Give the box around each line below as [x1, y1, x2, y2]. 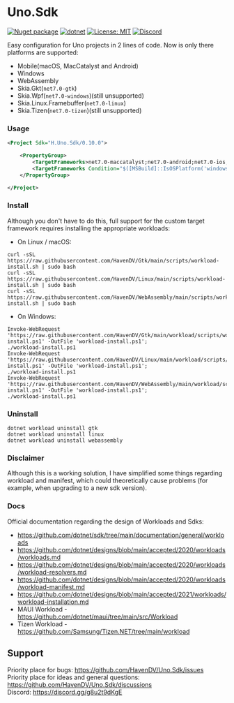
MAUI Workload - [17, 605, 68, 613]
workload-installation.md [17, 598, 89, 606]
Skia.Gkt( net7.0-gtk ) [17, 84, 77, 92]
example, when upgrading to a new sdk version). [7, 484, 148, 492]
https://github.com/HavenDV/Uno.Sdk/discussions [7, 681, 152, 689]
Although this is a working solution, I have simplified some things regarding [7, 469, 223, 478]
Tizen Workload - [17, 619, 68, 628]
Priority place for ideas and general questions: [7, 673, 141, 681]
